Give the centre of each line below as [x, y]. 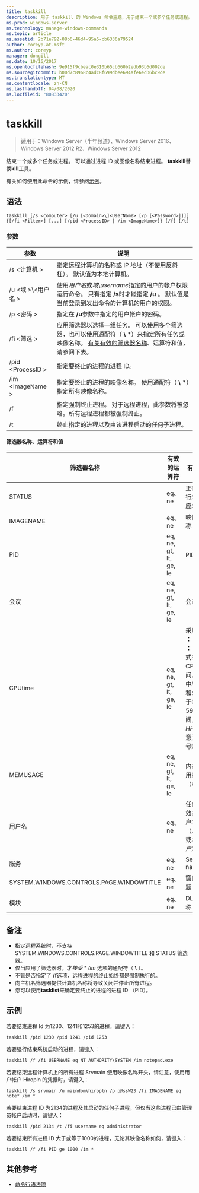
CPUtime [22, 688]
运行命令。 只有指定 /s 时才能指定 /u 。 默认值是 [123, 294]
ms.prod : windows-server [37, 23]
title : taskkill [26, 12]
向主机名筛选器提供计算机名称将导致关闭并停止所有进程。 [85, 982]
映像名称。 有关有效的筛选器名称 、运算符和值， [123, 343]
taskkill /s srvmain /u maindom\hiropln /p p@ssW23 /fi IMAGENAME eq [94, 1091]
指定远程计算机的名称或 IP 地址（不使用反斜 [117, 265]
